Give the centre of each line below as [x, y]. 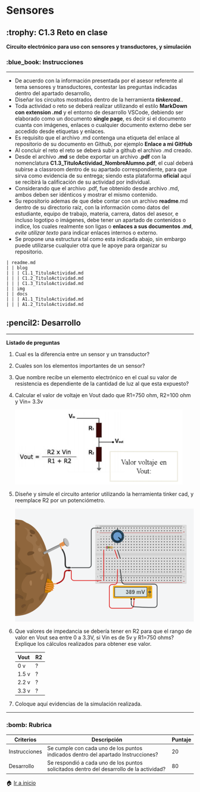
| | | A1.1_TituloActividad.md [45, 299]
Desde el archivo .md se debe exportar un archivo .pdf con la [90, 157]
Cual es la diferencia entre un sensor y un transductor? [82, 354]
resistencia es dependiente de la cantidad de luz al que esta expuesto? [102, 384]
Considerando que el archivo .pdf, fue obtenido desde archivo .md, [97, 188]
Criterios [25, 740]
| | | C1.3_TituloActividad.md [45, 284]
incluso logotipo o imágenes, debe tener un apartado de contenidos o [100, 220]
